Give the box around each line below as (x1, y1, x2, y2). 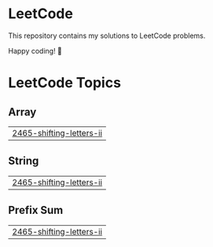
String (8, 155, 39, 168)
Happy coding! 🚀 (8, 46, 63, 55)
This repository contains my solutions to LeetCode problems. (8, 31, 206, 40)
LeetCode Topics (8, 74, 122, 92)
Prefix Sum (8, 204, 64, 217)
